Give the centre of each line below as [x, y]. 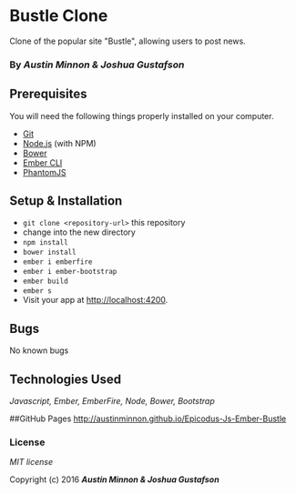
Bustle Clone [59, 16]
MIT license [31, 462]
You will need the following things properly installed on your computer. [142, 116]
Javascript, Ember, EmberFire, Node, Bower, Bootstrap [112, 401]
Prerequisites [48, 94]
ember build [45, 282]
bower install [49, 252]
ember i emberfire [57, 262]
